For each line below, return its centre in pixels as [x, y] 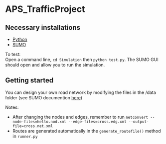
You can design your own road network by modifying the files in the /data [81, 92]
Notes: [12, 107]
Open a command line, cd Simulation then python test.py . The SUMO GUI [82, 60]
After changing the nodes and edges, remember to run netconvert [80, 117]
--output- [139, 122]
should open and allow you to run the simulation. [55, 65]
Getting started [29, 80]
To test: [13, 54]
